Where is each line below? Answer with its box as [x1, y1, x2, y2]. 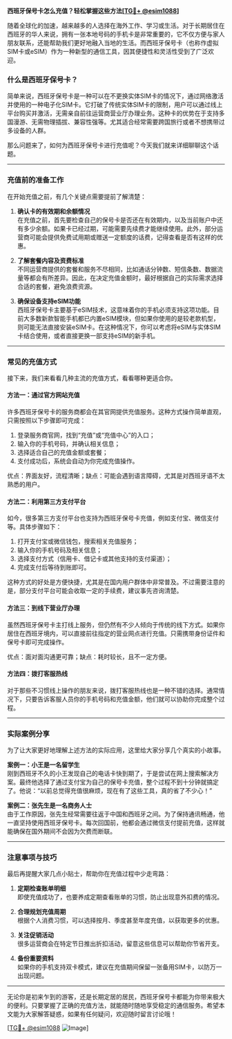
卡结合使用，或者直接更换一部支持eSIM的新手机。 [17, 331, 159, 339]
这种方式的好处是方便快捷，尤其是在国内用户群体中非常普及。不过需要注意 [7, 578, 219, 586]
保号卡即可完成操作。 [7, 637, 68, 646]
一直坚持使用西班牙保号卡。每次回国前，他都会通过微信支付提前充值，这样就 [7, 818, 225, 827]
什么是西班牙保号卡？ [7, 75, 78, 84]
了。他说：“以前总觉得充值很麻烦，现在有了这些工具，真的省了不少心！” [7, 787, 213, 794]
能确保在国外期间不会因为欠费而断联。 [7, 827, 116, 835]
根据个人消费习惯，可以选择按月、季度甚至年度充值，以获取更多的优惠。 [17, 916, 223, 925]
